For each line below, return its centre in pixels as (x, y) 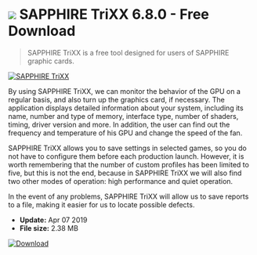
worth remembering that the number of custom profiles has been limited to (128, 164)
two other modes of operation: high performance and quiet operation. (121, 181)
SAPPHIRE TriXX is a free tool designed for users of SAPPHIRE (128, 52)
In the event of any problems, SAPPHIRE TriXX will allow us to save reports (128, 196)
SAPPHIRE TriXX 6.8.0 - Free (114, 14)
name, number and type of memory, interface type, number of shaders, (123, 116)
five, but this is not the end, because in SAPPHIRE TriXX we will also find (125, 173)
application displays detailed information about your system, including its (126, 108)
